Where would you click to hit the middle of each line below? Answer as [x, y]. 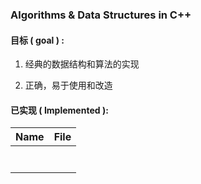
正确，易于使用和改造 [68, 85]
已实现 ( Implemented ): [59, 110]
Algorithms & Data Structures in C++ [101, 15]
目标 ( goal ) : [37, 40]
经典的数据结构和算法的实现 [82, 64]
